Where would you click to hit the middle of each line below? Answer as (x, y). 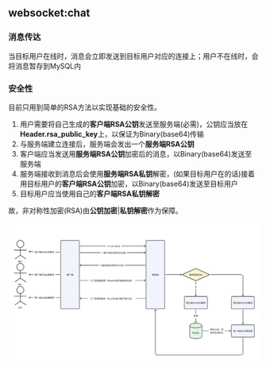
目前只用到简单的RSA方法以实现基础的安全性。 (85, 107)
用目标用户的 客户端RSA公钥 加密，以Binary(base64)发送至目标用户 (129, 183)
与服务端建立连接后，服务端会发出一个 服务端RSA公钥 (107, 144)
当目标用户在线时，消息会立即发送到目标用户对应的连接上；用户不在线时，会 (133, 56)
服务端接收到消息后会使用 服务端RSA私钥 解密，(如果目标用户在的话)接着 (137, 173)
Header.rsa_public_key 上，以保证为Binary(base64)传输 (112, 133)
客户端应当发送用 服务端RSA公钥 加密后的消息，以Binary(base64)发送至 (136, 153)
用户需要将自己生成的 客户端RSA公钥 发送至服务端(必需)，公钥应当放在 (134, 124)
